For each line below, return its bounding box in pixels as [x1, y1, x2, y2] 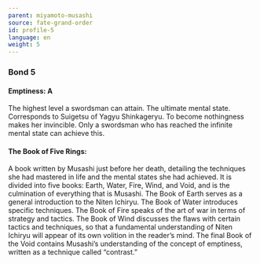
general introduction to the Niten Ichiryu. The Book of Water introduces [8, 197, 238, 207]
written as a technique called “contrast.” [8, 247, 137, 257]
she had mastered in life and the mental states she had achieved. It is [8, 172, 232, 181]
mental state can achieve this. [8, 129, 104, 138]
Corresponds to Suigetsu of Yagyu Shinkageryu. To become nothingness [8, 112, 245, 122]
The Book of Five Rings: [8, 146, 87, 156]
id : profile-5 [8, 26, 55, 34]
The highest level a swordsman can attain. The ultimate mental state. [8, 104, 231, 113]
